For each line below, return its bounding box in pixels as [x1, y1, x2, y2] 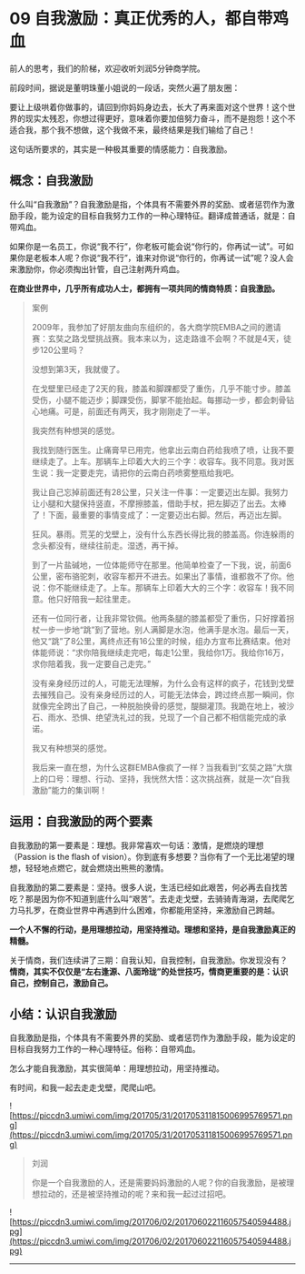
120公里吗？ [39, 344, 85, 355]
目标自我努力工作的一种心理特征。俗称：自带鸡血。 [9, 1044, 201, 1055]
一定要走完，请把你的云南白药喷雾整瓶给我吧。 [63, 467, 239, 478]
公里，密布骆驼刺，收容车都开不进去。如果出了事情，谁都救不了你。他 [31, 571, 295, 581]
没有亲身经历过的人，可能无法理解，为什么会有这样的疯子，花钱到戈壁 [31, 677, 295, 688]
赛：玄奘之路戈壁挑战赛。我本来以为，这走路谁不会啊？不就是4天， [31, 333, 284, 344]
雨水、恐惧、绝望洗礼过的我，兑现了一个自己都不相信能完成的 [47, 712, 279, 723]
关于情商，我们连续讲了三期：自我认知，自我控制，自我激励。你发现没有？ [9, 955, 288, 966]
